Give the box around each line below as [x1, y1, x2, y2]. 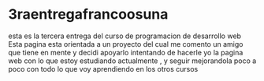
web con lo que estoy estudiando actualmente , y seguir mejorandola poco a [8, 56, 257, 65]
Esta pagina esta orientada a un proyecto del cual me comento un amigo [8, 39, 244, 48]
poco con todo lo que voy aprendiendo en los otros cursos [8, 64, 199, 73]
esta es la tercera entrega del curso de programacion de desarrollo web [8, 31, 242, 40]
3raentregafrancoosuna [8, 5, 169, 23]
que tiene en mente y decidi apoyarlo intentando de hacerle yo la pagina [8, 48, 244, 57]
